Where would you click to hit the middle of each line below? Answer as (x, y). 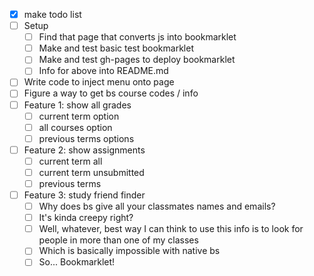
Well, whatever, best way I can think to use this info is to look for (171, 229)
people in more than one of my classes (118, 240)
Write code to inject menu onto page (99, 82)
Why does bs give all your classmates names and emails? (157, 206)
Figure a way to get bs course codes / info (111, 93)
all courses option (75, 127)
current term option (79, 116)
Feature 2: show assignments (84, 150)
